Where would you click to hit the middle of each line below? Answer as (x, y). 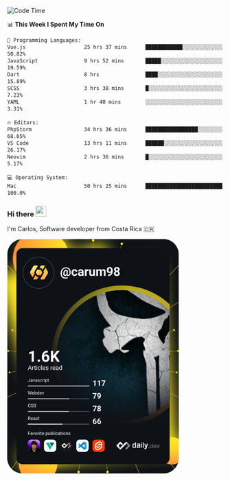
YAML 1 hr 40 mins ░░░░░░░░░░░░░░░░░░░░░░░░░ (115, 102)
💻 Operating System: (38, 178)
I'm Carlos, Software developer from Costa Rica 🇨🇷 (81, 229)
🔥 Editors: (23, 123)
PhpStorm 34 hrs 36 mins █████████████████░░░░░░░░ (115, 130)
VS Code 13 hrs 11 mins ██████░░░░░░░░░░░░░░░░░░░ (115, 143)
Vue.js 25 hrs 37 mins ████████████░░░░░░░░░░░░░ (115, 47)
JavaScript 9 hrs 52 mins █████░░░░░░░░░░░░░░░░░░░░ (115, 61)
